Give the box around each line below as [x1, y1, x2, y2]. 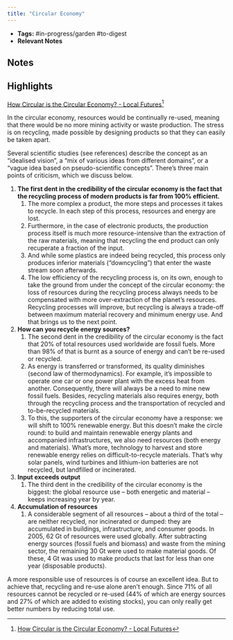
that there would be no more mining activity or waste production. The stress [7, 121, 224, 129]
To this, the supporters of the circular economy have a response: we [27, 414, 223, 422]
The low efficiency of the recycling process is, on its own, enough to [27, 273, 223, 282]
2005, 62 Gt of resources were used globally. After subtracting [27, 532, 207, 541]
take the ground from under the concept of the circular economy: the [27, 281, 225, 289]
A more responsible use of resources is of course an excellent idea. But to [7, 575, 218, 584]
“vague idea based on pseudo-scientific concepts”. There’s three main [7, 164, 209, 173]
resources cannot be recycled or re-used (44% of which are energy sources [7, 590, 226, 598]
